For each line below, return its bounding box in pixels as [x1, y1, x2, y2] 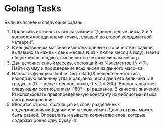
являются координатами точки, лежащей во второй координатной [11, 34, 152, 40]
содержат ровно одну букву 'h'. [11, 117, 79, 123]
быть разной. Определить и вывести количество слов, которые [11, 112, 146, 118]
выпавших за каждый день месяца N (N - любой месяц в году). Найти [11, 50, 159, 55]
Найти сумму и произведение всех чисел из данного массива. [11, 65, 144, 71]
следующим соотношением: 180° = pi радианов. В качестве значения [11, 86, 159, 92]
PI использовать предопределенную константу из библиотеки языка [11, 91, 157, 97]
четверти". [11, 39, 34, 45]
